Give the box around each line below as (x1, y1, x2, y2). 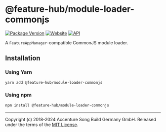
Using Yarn (5, 69, 32, 76)
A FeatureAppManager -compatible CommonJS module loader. (5, 39, 128, 45)
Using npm (5, 92, 32, 99)
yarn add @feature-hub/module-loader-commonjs (5, 80, 103, 85)
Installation (5, 54, 41, 63)
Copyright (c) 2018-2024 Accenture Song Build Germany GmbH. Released (5, 116, 157, 122)
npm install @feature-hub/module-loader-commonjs (5, 102, 110, 108)
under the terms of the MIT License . (5, 122, 79, 128)
